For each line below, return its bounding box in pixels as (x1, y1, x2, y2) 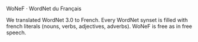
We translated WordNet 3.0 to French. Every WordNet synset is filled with (6, 17, 188, 23)
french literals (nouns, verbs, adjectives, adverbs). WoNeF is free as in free (6, 23, 193, 30)
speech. (6, 29, 26, 36)
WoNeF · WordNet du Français (6, 5, 82, 12)
